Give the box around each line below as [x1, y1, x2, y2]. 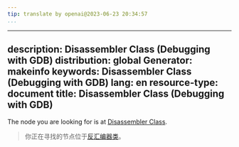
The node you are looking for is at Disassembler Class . [7, 118, 168, 126]
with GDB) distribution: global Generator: [7, 55, 193, 67]
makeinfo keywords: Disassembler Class [7, 65, 192, 78]
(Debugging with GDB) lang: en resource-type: [7, 77, 218, 89]
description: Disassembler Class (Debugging [7, 43, 211, 55]
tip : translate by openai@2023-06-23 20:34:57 [7, 10, 148, 18]
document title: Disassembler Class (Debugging [7, 88, 225, 100]
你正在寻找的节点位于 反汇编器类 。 [24, 132, 125, 141]
